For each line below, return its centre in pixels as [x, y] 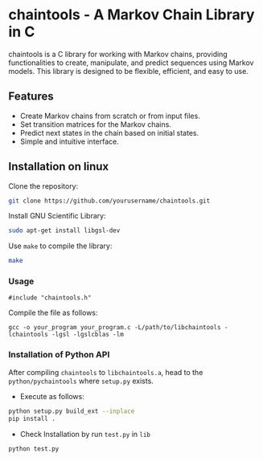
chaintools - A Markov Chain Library [131, 15]
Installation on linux [59, 167]
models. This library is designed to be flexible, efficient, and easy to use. [129, 71]
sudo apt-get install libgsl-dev [64, 230]
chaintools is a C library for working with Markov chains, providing [118, 54]
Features [31, 97]
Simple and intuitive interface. [69, 141]
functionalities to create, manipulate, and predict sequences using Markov [131, 63]
